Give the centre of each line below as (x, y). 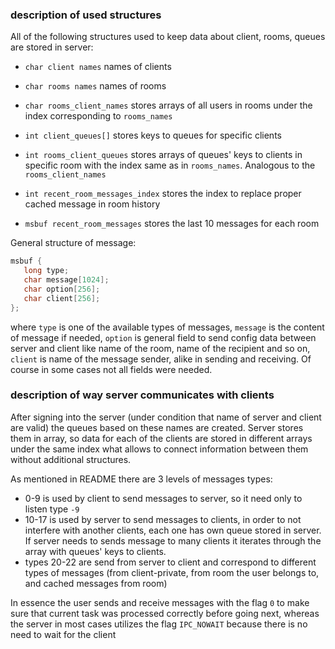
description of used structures (86, 15)
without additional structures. (71, 459)
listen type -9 (52, 509)
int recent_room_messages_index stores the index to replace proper (163, 194)
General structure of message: (73, 243)
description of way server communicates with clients (142, 395)
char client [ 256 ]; (62, 298)
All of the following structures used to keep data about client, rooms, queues (168, 37)
